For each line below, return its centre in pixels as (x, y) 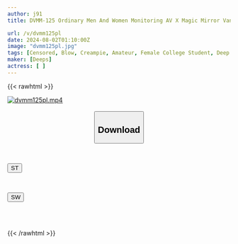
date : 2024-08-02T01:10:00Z (49, 40)
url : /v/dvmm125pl (34, 33)
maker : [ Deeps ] (30, 60)
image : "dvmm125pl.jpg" (42, 47)
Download (119, 130)
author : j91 (25, 14)
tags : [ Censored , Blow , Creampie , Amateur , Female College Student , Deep (119, 53)
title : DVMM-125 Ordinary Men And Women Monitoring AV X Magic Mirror (114, 21)
